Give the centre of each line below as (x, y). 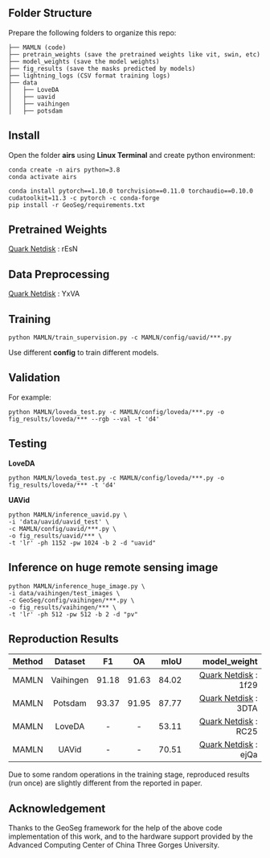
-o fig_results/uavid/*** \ (55, 536)
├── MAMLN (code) (37, 48)
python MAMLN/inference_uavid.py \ (68, 515)
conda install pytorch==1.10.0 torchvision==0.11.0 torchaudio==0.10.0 (131, 191)
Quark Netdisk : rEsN (43, 249)
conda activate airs (43, 176)
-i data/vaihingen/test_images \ (64, 593)
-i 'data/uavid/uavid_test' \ (59, 522)
